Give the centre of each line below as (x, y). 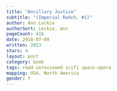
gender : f (19, 78)
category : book (25, 62)
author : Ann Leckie (31, 23)
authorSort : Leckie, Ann (37, 28)
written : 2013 (24, 45)
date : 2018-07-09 (28, 40)
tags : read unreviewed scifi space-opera (59, 67)
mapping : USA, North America (43, 73)
